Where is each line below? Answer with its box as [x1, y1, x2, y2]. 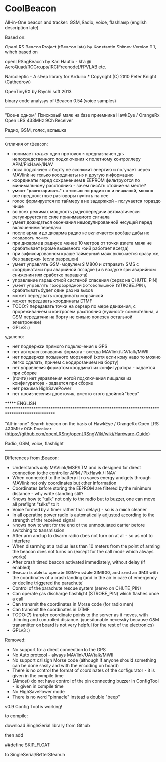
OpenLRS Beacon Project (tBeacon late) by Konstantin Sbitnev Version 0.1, [5, 44, 157, 49]
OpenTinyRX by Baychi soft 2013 [5, 88, 72, 94]
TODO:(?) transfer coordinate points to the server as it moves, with [12, 612, 148, 618]
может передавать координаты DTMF [12, 298, 93, 304]
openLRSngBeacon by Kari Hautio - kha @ [5, 58, 91, 64]
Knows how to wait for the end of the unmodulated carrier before [12, 522, 145, 528]
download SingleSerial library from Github [5, 722, 90, 728]
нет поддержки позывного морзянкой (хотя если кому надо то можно [12, 354, 161, 360]
